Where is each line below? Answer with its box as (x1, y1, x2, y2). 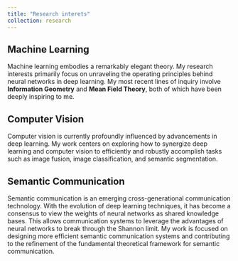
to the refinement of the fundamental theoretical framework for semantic (7, 239, 220, 247)
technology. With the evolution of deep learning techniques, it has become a (7, 201, 231, 210)
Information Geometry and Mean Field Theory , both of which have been (7, 85, 222, 93)
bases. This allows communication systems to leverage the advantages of (7, 216, 224, 225)
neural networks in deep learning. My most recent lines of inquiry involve (7, 78, 222, 86)
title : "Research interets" (7, 10, 91, 18)
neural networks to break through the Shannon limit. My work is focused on (7, 224, 229, 233)
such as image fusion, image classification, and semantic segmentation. (7, 154, 218, 164)
